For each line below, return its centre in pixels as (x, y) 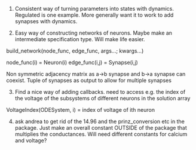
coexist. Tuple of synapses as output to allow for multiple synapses (89, 80)
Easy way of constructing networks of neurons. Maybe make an (93, 33)
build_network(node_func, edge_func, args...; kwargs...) (75, 51)
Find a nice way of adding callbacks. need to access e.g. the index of (100, 92)
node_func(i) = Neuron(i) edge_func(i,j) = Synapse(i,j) (72, 62)
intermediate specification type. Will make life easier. (80, 39)
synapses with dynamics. (46, 21)
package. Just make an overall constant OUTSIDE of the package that (101, 128)
